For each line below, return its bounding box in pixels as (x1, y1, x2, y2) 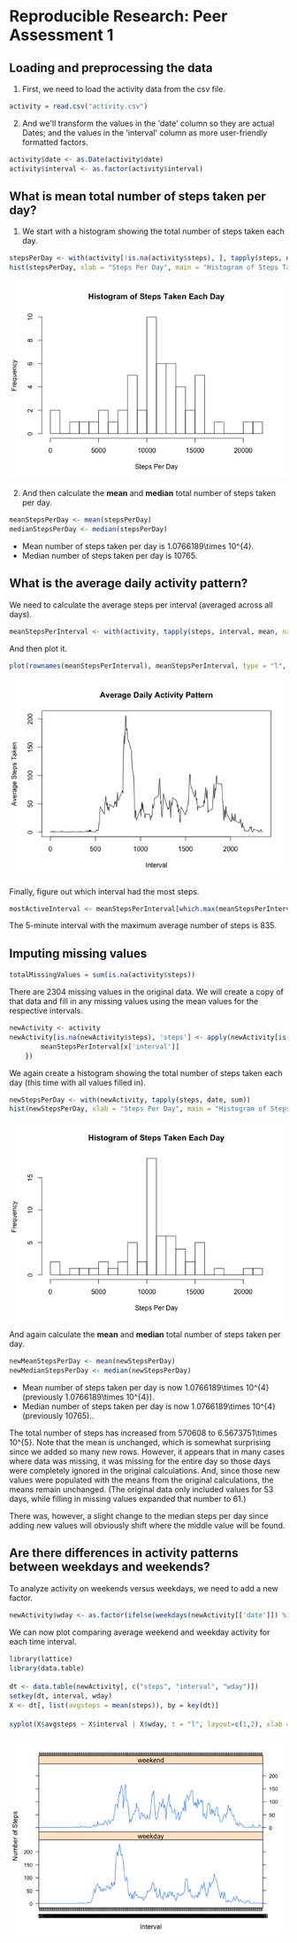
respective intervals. (9, 1005, 84, 1016)
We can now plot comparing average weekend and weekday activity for (9, 1627, 270, 1637)
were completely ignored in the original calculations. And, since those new (9, 1466, 280, 1476)
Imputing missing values (9, 946, 148, 961)
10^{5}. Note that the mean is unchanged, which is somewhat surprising (9, 1437, 271, 1448)
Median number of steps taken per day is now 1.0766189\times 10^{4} (21, 1401, 277, 1412)
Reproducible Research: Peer (9, 6, 228, 27)
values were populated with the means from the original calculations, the (9, 1475, 274, 1485)
